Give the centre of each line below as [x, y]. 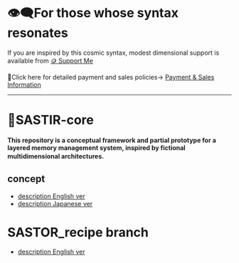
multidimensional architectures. [56, 156]
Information [24, 85]
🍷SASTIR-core [51, 120]
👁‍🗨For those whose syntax [93, 13]
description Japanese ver [55, 203]
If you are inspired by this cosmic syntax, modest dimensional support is [113, 53]
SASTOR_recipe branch [78, 232]
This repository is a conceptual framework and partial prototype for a [112, 140]
